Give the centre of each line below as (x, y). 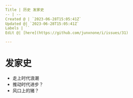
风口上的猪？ (25, 91)
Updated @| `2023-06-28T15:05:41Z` (42, 24)
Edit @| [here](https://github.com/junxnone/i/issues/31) (67, 33)
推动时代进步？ (28, 84)
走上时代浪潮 (25, 78)
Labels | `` (17, 28)
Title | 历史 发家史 (24, 10)
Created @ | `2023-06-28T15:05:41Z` (43, 19)
